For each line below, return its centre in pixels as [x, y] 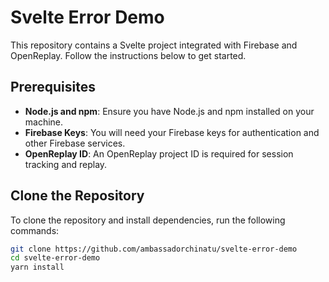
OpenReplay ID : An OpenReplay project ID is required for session [159, 153]
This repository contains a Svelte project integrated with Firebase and [154, 45]
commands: [35, 230]
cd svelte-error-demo [55, 258]
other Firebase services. [75, 143]
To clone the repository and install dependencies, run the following [148, 220]
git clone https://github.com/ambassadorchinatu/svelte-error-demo [154, 249]
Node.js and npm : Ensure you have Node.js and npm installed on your [169, 111]
